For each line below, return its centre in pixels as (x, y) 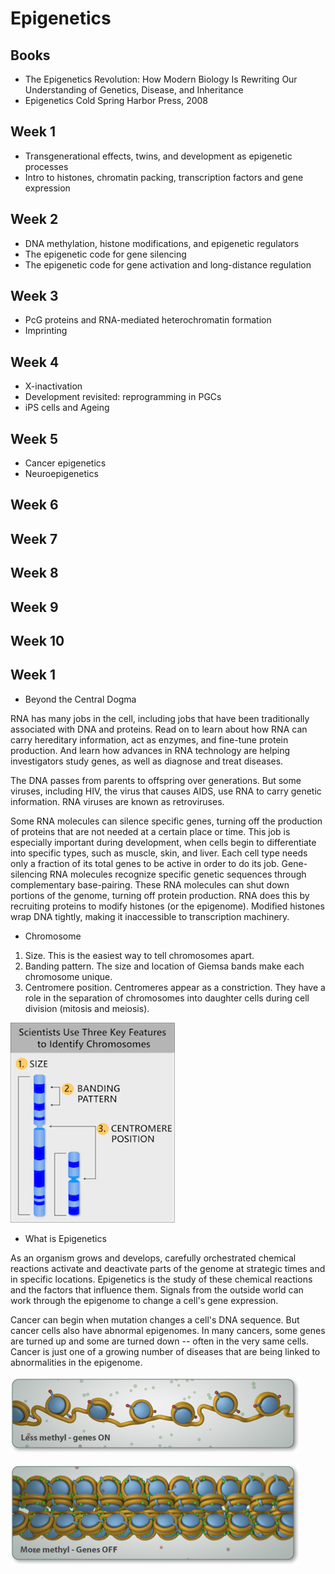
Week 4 (35, 362)
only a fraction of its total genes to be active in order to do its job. (145, 863)
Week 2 (34, 219)
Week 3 (34, 296)
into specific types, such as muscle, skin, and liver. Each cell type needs (159, 853)
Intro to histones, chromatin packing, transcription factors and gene (164, 177)
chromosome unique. (68, 976)
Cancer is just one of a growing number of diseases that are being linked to (165, 1351)
